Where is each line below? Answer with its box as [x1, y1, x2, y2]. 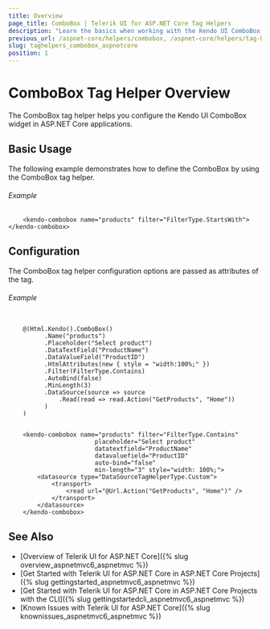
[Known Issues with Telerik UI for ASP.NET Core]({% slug [19, 602, 211, 612]
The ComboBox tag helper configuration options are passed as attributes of [8, 266, 260, 275]
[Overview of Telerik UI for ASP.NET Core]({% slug [19, 551, 189, 561]
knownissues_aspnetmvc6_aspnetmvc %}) [19, 611, 162, 621]
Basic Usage [8, 143, 72, 156]
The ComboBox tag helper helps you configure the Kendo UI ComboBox [8, 110, 247, 120]
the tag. [8, 275, 35, 284]
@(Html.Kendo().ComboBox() [22, 325, 113, 333]
